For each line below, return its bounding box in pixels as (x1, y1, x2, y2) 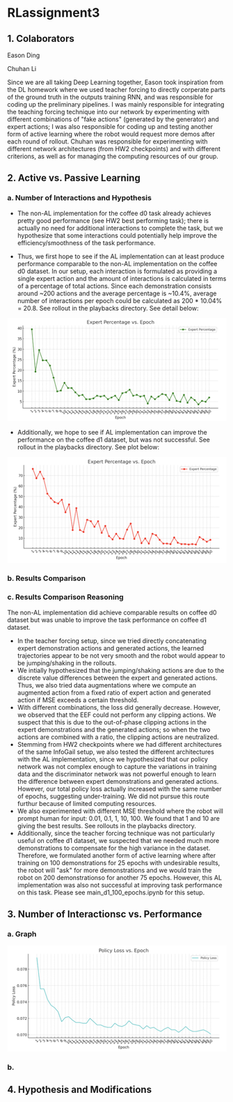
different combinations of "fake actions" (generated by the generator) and (7, 115, 219, 123)
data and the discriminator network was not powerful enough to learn (17, 770, 217, 778)
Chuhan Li (7, 65, 37, 72)
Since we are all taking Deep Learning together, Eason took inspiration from (7, 78, 224, 86)
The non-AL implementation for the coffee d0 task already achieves (17, 209, 211, 217)
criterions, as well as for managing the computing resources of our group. (7, 152, 219, 160)
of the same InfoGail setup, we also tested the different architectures (17, 747, 214, 756)
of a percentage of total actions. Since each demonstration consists (17, 281, 212, 290)
